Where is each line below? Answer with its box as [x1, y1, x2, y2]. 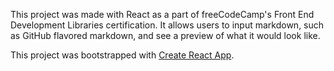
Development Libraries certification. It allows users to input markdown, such [10, 19, 325, 31]
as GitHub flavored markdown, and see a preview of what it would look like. [10, 30, 321, 41]
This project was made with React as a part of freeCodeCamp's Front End [10, 9, 315, 20]
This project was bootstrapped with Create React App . [10, 49, 235, 61]
